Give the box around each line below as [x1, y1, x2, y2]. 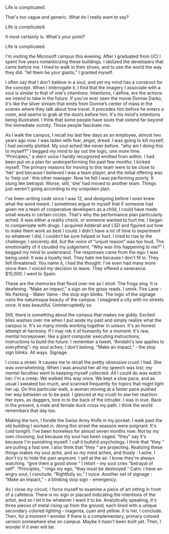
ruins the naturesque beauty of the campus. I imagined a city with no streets [5, 297, 164, 302]
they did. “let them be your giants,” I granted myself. [5, 69, 114, 75]
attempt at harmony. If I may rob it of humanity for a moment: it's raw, [5, 328, 150, 334]
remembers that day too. [5, 408, 57, 414]
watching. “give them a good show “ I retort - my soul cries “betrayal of [5, 460, 153, 466]
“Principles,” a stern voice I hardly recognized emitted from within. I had [5, 154, 155, 159]
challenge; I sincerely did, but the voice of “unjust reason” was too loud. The [5, 239, 164, 244]
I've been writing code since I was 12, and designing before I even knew [5, 196, 155, 201]
